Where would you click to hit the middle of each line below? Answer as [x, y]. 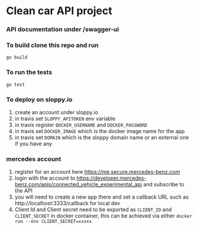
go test [16, 85]
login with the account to [45, 178]
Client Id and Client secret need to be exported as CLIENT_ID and [93, 210]
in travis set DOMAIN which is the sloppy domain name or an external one [102, 137]
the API [24, 191]
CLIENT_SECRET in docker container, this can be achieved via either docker [103, 216]
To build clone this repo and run [52, 46]
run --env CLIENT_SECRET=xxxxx [53, 222]
